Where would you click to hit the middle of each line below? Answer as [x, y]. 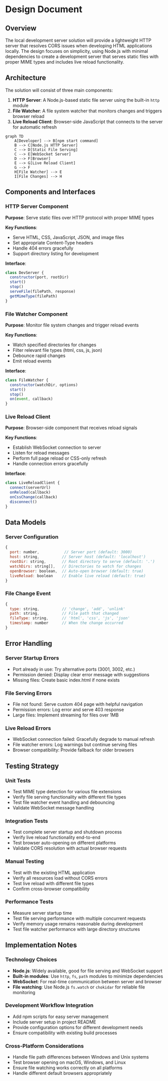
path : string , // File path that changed [64, 614]
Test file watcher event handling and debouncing [64, 802]
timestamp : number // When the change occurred [67, 623]
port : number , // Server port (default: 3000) [71, 552]
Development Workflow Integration [49, 1005]
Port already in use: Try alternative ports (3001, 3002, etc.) [74, 669]
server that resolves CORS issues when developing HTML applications [79, 46]
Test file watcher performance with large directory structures [76, 929]
